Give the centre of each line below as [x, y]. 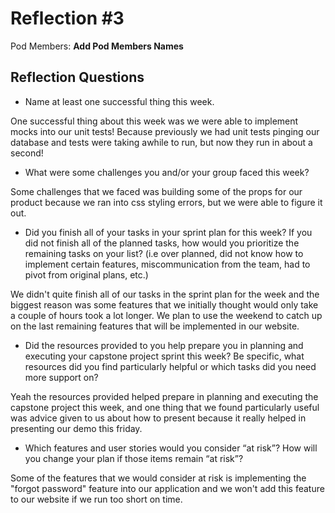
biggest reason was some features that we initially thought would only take [164, 304]
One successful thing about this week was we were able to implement [154, 121]
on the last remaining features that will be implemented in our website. [155, 326]
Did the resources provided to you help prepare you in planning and [164, 345]
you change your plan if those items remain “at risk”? [134, 458]
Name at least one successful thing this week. [119, 101]
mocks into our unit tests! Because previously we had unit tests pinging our [165, 131]
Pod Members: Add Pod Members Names [97, 46]
